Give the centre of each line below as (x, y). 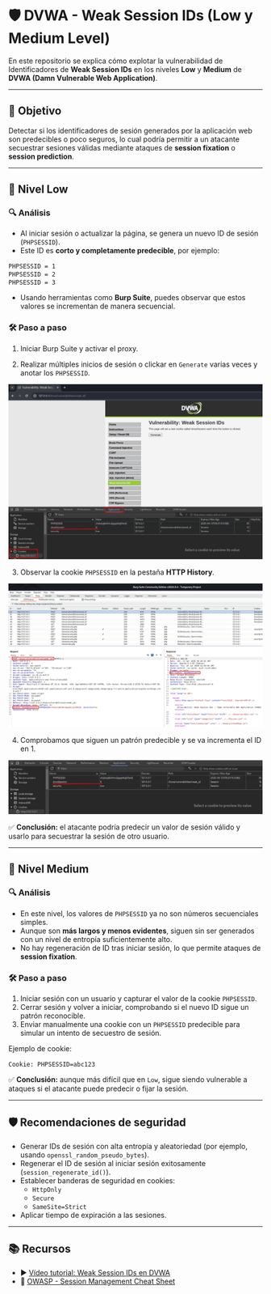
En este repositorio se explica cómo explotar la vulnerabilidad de (116, 61)
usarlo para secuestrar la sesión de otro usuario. (89, 836)
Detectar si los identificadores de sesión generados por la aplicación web (130, 130)
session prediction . (41, 156)
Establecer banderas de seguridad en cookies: (98, 1180)
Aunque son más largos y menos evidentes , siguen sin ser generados (137, 931)
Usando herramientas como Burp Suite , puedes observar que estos (133, 298)
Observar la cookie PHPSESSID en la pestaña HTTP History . (117, 572)
